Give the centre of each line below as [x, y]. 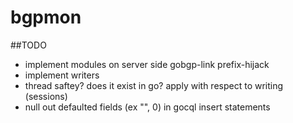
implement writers [62, 75]
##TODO [28, 45]
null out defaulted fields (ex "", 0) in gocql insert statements [147, 107]
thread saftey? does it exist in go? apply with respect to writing [154, 85]
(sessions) [46, 96]
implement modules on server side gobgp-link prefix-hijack [147, 64]
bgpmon [46, 17]
